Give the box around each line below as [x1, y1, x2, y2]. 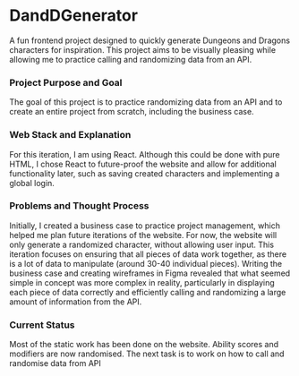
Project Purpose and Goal [9, 76, 123, 89]
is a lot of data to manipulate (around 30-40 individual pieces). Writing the [9, 258, 283, 269]
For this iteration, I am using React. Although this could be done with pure [9, 149, 280, 159]
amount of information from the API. [9, 296, 142, 307]
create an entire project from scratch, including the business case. [9, 107, 254, 117]
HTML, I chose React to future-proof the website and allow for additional [9, 158, 278, 169]
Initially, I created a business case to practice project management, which [9, 220, 280, 231]
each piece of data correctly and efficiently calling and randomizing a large [9, 286, 286, 297]
